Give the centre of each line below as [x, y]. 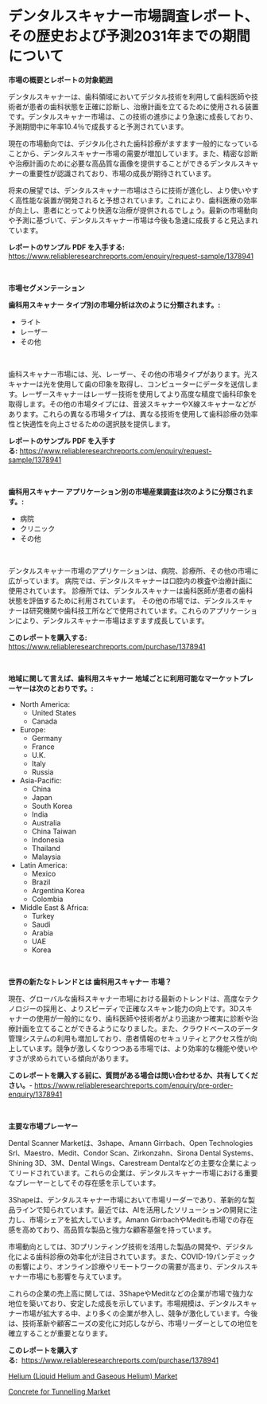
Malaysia [46, 857]
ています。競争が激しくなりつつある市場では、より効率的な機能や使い [137, 1048]
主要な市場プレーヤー [43, 1126]
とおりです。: [72, 688]
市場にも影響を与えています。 [77, 1277]
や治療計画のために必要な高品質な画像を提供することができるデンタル [123, 163]
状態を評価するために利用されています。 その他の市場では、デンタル [120, 600]
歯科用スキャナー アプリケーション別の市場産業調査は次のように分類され [128, 492]
